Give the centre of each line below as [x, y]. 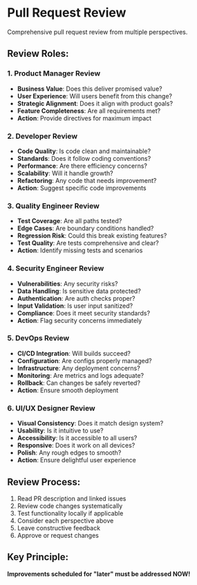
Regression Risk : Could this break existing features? [92, 236]
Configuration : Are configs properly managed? [84, 360]
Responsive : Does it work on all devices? [76, 446]
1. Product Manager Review [54, 73]
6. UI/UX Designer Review [51, 408]
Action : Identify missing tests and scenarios [80, 250]
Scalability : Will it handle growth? [65, 173]
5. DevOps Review [38, 338]
